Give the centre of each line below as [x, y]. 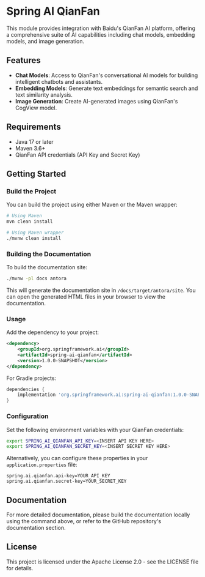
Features [23, 60]
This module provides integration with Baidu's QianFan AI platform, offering [101, 28]
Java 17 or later [34, 141]
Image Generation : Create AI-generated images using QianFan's [96, 101]
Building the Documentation [49, 254]
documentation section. [36, 528]
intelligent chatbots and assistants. [59, 81]
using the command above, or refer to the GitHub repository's [84, 521]
